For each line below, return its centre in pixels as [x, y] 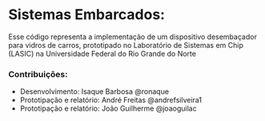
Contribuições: [38, 74]
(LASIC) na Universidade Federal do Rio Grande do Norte [102, 53]
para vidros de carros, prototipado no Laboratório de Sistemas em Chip [126, 45]
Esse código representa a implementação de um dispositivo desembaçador [133, 37]
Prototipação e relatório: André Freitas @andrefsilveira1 [111, 100]
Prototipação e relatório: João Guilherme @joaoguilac [108, 108]
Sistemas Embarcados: [87, 15]
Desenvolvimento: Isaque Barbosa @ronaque [94, 92]
